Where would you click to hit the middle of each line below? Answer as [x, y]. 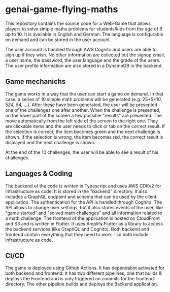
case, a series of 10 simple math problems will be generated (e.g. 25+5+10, [84, 99]
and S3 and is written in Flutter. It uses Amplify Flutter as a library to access [84, 223]
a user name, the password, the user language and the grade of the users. [83, 60]
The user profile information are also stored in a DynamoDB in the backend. [84, 66]
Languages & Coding [39, 174]
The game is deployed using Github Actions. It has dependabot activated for [85, 268]
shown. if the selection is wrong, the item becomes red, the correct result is [84, 137]
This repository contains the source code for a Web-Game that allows [78, 23]
